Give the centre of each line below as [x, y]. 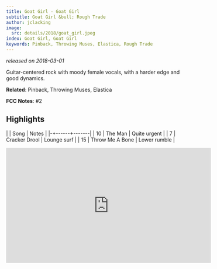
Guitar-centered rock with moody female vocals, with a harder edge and [93, 72]
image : [14, 28]
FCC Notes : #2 [24, 101]
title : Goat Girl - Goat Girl [43, 11]
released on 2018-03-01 [35, 61]
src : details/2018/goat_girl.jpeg [53, 33]
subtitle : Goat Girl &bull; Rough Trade [56, 17]
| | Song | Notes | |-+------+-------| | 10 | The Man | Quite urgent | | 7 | [91, 133]
